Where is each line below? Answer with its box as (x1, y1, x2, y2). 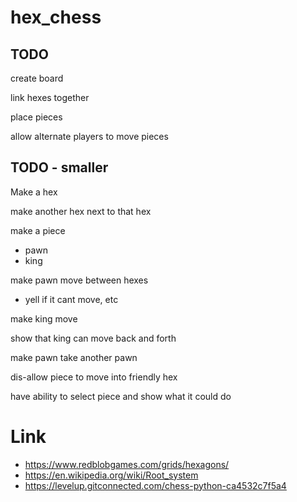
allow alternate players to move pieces (10, 131, 169, 142)
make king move (10, 312, 78, 325)
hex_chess (10, 6, 102, 29)
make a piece (10, 224, 66, 236)
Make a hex (10, 186, 58, 198)
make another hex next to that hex (10, 205, 152, 217)
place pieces (10, 111, 63, 123)
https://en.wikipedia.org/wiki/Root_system (24, 469, 199, 481)
